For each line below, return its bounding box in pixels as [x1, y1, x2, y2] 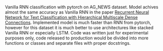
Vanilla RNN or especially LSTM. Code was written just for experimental [5, 30, 148, 35]
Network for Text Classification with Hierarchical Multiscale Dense [5, 15, 138, 20]
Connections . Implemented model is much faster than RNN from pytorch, [5, 19, 151, 25]
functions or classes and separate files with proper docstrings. [5, 40, 131, 46]
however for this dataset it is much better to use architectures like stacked [5, 25, 154, 31]
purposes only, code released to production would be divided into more [5, 35, 148, 41]
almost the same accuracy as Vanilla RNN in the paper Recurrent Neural [5, 9, 149, 15]
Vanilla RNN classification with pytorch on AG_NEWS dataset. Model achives [5, 4, 159, 10]
